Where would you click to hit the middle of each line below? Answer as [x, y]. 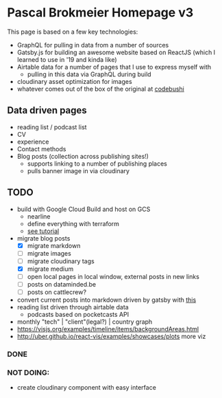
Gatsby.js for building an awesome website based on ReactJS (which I [116, 52]
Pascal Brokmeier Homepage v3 [100, 13]
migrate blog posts [44, 238]
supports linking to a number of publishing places [97, 164]
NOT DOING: [28, 373]
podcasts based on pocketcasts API [78, 314]
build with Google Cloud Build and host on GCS [84, 209]
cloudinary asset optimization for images [74, 81]
